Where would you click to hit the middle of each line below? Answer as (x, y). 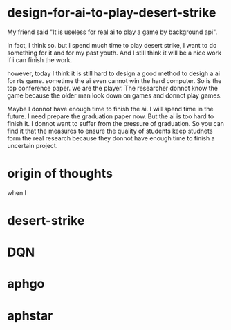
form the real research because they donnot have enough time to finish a (111, 138)
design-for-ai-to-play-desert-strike (112, 13)
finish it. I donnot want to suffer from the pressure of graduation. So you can (116, 123)
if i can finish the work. (40, 59)
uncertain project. (33, 145)
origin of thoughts (60, 174)
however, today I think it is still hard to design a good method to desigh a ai (113, 73)
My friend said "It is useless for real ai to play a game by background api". (112, 32)
